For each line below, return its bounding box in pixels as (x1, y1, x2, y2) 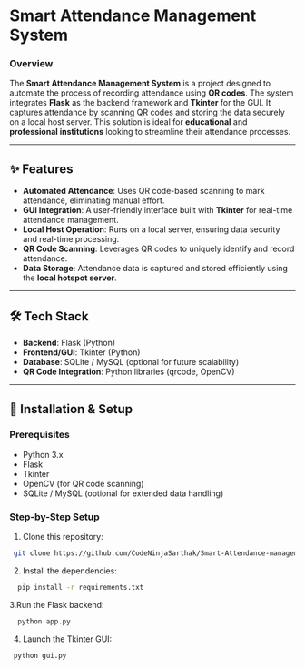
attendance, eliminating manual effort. (22, 195, 165, 206)
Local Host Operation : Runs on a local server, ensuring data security (22, 224, 280, 235)
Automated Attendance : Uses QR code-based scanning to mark (22, 186, 265, 197)
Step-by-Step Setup (9, 511, 100, 523)
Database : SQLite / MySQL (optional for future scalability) (22, 357, 240, 368)
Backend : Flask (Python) (22, 338, 116, 349)
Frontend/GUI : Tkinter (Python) (22, 347, 141, 358)
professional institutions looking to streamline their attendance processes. (9, 127, 291, 137)
